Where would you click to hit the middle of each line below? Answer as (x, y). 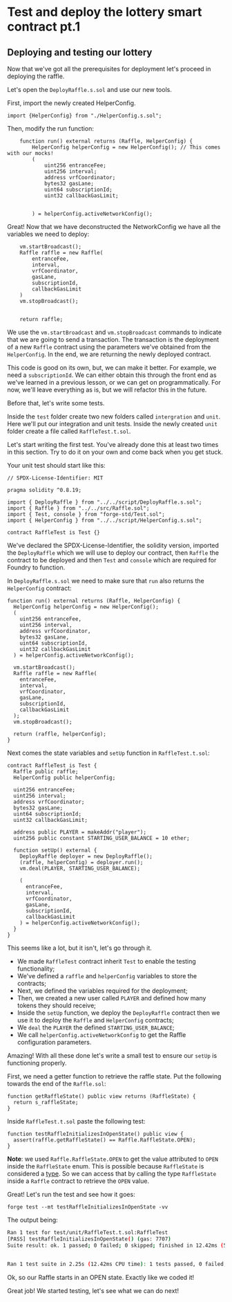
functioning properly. (37, 1063)
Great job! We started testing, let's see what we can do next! (93, 1290)
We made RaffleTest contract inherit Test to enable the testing (107, 961)
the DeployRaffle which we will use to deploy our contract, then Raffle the (113, 553)
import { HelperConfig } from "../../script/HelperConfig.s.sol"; (105, 520)
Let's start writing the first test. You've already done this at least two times (113, 444)
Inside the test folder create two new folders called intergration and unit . (114, 416)
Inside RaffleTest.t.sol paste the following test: (76, 1121)
